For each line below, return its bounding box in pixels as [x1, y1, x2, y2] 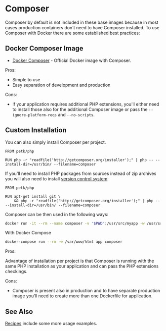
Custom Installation [5, 126, 67, 134]
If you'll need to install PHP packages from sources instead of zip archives [5, 170, 157, 176]
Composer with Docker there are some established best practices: [5, 30, 140, 36]
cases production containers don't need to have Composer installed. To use [5, 24, 160, 30]
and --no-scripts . [57, 111, 95, 117]
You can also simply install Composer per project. [5, 139, 106, 145]
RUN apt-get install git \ [5, 194, 61, 199]
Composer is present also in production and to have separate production [12, 288, 161, 294]
